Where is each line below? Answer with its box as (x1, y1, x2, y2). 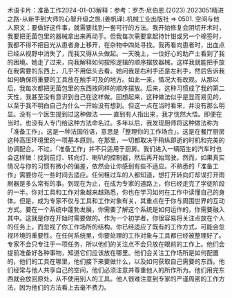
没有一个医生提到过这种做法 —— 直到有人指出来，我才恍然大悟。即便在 (19, 110, 222, 118)
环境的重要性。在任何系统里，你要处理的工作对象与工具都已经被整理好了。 (12, 231, 225, 239)
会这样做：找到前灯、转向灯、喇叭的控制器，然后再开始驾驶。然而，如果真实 (7, 153, 225, 161)
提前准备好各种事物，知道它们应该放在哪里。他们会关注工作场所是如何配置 (7, 249, 219, 256)
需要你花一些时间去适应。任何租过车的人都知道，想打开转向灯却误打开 (19, 170, 219, 179)
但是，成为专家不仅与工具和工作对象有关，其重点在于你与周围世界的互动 (19, 197, 225, 204)
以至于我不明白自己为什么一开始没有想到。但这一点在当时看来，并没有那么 (7, 101, 219, 109)
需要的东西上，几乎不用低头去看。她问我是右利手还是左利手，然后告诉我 (19, 67, 225, 75)
